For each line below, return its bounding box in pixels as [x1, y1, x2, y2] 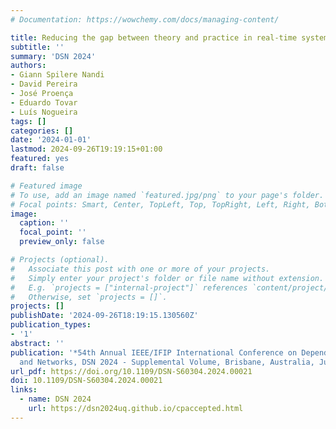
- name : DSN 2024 [19, 394, 92, 405]
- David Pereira [10, 79, 78, 90]
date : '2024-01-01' [10, 135, 92, 145]
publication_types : [10, 320, 92, 330]
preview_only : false [19, 237, 105, 247]
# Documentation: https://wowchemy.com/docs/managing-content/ [10, 14, 280, 25]
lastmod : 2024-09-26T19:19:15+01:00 [10, 144, 163, 155]
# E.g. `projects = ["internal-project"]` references [10, 282, 248, 293]
